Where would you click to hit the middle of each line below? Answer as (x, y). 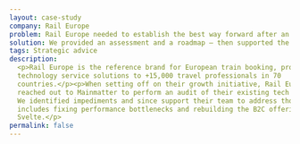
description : (33, 59)
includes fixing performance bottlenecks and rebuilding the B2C (142, 109)
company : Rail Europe (50, 26)
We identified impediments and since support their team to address (147, 101)
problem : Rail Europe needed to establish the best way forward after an (150, 34)
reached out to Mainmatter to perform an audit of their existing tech (154, 92)
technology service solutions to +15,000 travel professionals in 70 (149, 76)
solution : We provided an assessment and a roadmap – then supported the (150, 42)
